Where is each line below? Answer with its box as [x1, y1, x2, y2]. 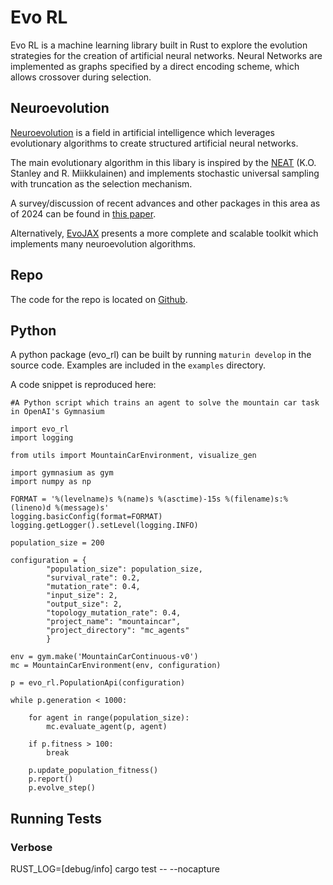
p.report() [28, 774, 74, 785]
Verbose [10, 840, 53, 854]
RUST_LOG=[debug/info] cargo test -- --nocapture [10, 863, 220, 875]
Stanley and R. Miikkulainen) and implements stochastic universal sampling [10, 167, 320, 179]
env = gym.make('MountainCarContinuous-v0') [10, 652, 199, 662]
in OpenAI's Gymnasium [10, 407, 105, 417]
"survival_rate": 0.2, [46, 573, 141, 583]
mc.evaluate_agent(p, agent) [46, 722, 168, 732]
